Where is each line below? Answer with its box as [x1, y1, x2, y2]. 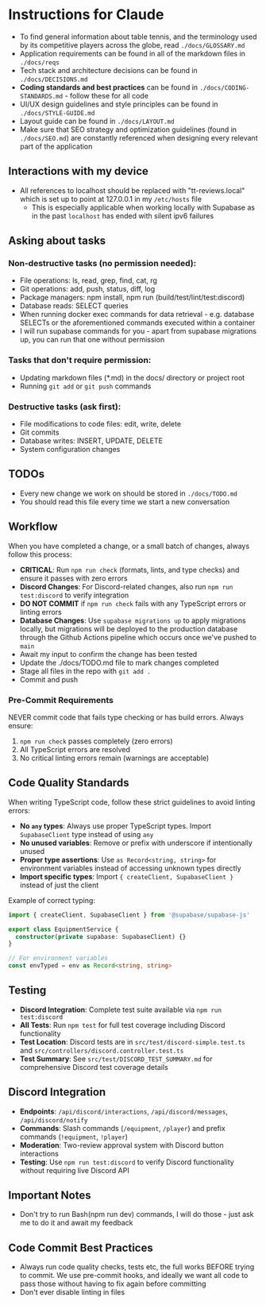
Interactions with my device [8, 164, 149, 178]
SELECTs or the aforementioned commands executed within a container [19, 318, 256, 327]
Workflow [8, 520, 58, 534]
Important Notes [8, 1189, 91, 1203]
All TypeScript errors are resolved [19, 744, 131, 754]
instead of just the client [19, 880, 99, 890]
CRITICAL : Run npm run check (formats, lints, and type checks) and [19, 565, 240, 574]
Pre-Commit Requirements [8, 694, 114, 705]
